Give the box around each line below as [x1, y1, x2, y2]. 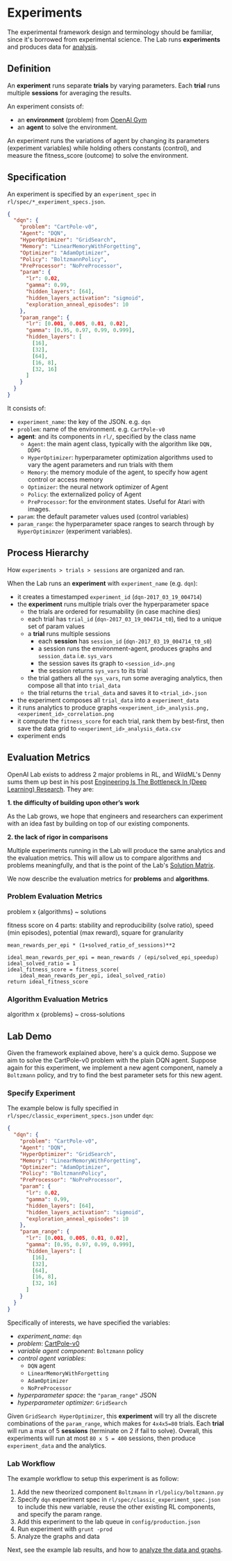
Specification [7, 172, 67, 183]
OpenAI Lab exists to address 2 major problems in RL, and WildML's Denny [7, 770, 221, 778]
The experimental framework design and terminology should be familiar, [7, 28, 214, 36]
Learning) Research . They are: [7, 785, 94, 793]
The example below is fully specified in [7, 1104, 119, 1113]
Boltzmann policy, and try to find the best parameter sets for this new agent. [7, 1070, 223, 1079]
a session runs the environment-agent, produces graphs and [38, 644, 212, 653]
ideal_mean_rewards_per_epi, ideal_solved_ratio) [19, 972, 167, 979]
